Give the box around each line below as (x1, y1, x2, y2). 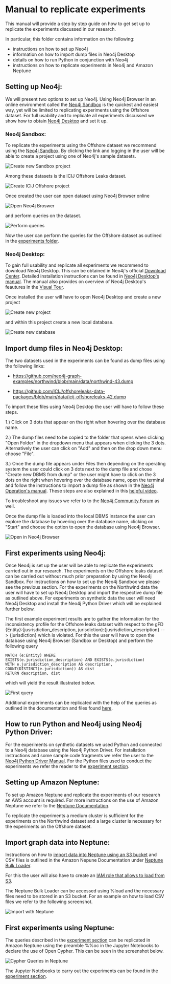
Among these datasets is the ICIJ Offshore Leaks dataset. (5, 173, 127, 179)
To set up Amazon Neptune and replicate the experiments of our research (5, 792, 161, 798)
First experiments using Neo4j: (5, 549, 106, 558)
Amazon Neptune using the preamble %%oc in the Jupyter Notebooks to (5, 943, 159, 949)
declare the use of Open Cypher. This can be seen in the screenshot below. (5, 948, 164, 954)
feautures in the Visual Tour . (5, 284, 65, 290)
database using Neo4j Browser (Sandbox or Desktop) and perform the (5, 637, 153, 644)
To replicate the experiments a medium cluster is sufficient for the (5, 812, 144, 819)
